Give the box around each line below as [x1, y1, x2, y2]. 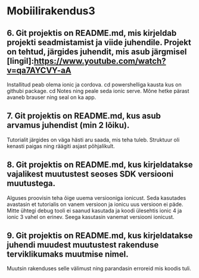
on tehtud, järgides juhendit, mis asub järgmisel [7, 47, 187, 57]
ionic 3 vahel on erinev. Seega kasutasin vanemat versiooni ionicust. [7, 213, 175, 220]
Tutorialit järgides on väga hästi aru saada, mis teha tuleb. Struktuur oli [7, 136, 180, 143]
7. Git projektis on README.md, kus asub [7, 111, 161, 121]
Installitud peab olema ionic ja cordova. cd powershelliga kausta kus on [7, 81, 182, 88]
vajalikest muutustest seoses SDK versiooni [7, 169, 174, 180]
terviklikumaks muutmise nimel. [7, 249, 129, 260]
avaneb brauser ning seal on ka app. [7, 94, 97, 101]
